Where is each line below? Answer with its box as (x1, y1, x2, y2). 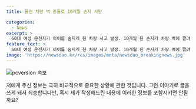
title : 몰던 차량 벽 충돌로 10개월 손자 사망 (6, 8, 102, 15)
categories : (6, 19, 35, 25)
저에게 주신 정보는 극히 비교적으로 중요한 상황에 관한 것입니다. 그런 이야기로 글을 (6, 81, 190, 88)
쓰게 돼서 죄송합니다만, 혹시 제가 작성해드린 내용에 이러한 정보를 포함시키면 (6, 89, 178, 96)
